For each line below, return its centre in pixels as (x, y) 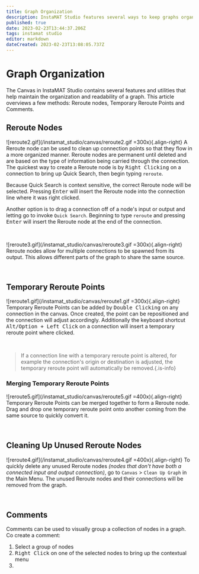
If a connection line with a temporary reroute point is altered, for (99, 356)
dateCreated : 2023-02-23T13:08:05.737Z (55, 45)
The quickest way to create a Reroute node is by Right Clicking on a (94, 167)
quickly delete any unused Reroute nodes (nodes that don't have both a (94, 466)
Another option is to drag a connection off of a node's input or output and (96, 209)
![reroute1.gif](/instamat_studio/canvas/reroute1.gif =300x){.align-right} (93, 301)
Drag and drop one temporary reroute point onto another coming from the (96, 409)
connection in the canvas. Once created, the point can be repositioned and (97, 314)
